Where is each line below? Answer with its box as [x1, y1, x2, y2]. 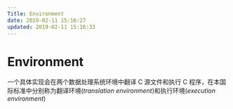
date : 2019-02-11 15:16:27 [7, 17, 86, 24]
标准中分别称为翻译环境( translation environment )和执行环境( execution [13, 86, 216, 95]
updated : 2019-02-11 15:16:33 [7, 23, 96, 30]
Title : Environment [7, 10, 65, 18]
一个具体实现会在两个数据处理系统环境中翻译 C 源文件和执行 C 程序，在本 [7, 78, 220, 86]
